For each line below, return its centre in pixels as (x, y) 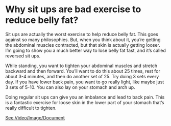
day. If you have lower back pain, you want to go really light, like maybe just (85, 82)
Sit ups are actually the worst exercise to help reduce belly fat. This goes (82, 34)
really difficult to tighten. (31, 108)
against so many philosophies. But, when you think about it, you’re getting (83, 40)
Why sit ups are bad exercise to (73, 9)
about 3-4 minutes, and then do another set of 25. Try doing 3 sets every (82, 76)
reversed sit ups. (23, 56)
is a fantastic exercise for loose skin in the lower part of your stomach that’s (85, 102)
